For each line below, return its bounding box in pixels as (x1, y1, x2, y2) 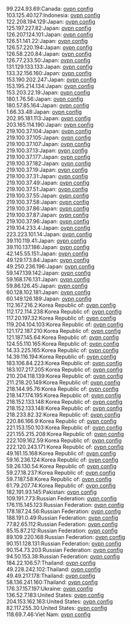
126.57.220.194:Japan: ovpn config (6, 44, 92, 51)
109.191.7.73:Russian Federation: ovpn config (6, 495, 117, 502)
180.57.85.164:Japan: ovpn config (6, 102, 89, 109)
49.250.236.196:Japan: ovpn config (6, 263, 95, 270)
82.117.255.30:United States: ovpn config (6, 605, 107, 611)
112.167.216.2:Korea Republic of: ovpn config (6, 301, 117, 309)
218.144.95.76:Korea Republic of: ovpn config (6, 385, 119, 392)
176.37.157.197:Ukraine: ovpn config (6, 585, 94, 592)
